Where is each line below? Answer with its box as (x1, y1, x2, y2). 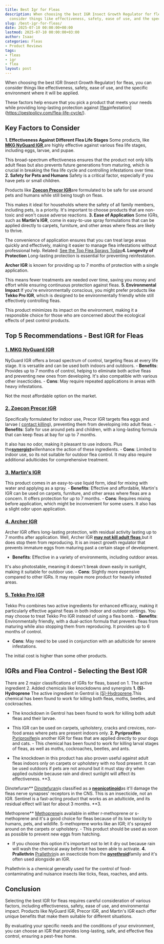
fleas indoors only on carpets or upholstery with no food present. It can (12, 760, 156, 766)
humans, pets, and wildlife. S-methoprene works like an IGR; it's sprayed (5, 820, 151, 826)
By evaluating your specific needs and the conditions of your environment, (5, 923, 155, 929)
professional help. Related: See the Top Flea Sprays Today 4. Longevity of (5, 247, 154, 253)
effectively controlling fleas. (5, 298, 61, 303)
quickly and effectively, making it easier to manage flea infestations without (5, 242, 157, 248)
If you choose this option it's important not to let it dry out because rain (12, 840, 155, 846)
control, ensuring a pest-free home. (5, 933, 77, 939)
